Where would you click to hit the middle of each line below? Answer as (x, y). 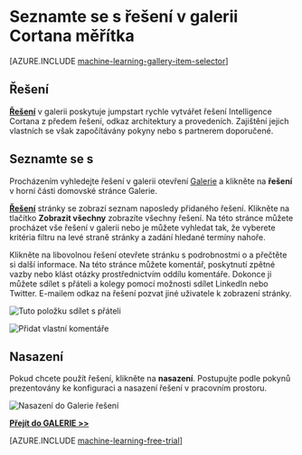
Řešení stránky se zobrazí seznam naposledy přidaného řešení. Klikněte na (150, 208)
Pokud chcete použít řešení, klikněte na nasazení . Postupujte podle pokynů (150, 379)
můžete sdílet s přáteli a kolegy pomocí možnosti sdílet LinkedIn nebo (139, 284)
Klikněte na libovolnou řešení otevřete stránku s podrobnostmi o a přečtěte (148, 255)
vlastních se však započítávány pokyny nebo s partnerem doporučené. (142, 131)
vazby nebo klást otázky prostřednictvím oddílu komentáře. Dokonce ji (141, 274)
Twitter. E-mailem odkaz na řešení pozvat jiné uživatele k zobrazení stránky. (151, 293)
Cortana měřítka (72, 36)
